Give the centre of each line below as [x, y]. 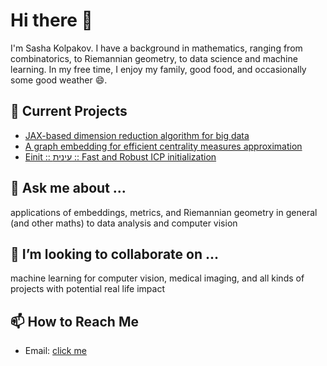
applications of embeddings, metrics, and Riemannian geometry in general [164, 212]
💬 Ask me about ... [68, 188]
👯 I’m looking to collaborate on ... [115, 254]
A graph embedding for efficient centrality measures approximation [163, 146]
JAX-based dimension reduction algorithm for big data [137, 135]
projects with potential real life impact [87, 289]
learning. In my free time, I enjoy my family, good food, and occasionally [158, 69]
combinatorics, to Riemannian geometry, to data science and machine [154, 58]
